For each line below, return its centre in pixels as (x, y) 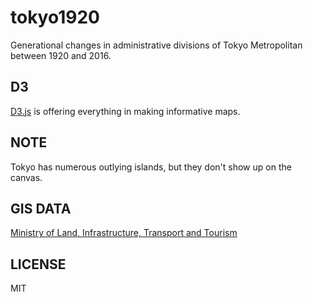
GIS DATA (41, 208)
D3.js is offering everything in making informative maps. (125, 111)
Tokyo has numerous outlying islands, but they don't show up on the (151, 167)
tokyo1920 (55, 17)
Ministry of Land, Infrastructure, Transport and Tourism (124, 233)
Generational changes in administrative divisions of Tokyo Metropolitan (156, 45)
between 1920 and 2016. (61, 55)
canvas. (26, 177)
